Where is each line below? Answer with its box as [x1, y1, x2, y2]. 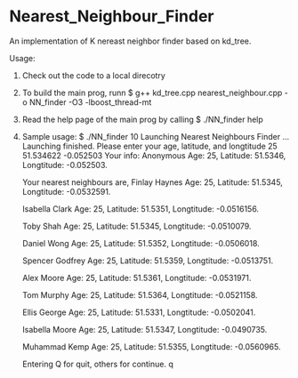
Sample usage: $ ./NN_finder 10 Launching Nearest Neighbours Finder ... [21, 131, 290, 141]
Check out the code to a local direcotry [21, 69, 166, 81]
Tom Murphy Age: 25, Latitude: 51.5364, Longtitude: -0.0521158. [21, 289, 258, 300]
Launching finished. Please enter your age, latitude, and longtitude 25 [21, 141, 278, 151]
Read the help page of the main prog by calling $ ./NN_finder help [21, 114, 264, 125]
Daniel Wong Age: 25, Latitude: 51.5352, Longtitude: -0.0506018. [21, 237, 260, 248]
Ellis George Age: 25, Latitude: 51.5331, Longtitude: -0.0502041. [21, 307, 256, 318]
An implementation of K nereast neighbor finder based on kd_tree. [9, 36, 252, 46]
